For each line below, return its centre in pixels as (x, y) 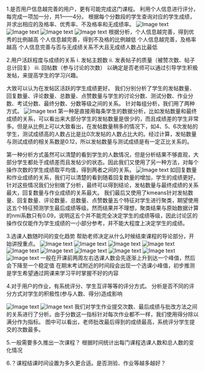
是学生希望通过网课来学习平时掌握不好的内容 (63, 273)
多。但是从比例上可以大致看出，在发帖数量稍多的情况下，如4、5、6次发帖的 (102, 126)
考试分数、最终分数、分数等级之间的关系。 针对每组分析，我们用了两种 (106, 103)
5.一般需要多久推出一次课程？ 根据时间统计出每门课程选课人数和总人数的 (98, 342)
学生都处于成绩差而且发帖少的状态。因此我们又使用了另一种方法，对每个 (108, 162)
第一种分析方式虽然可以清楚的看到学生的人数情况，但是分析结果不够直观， (100, 155)
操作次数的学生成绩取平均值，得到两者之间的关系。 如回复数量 (102, 170)
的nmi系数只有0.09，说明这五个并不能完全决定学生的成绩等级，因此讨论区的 (102, 216)
